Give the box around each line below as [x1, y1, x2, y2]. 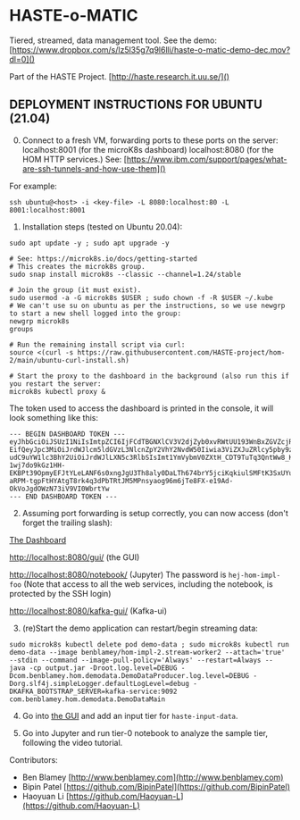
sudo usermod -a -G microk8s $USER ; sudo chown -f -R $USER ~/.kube [9, 293, 274, 302]
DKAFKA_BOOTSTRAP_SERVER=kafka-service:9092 [9, 687, 178, 696]
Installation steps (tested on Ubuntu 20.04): [21, 221, 183, 232]
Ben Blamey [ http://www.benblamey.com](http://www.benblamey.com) [21, 772, 284, 782]
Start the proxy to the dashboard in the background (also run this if [17, 372, 290, 381]
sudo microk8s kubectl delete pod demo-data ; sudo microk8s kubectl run [9, 640, 290, 648]
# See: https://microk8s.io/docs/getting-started [9, 254, 198, 264]
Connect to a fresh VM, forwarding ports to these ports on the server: [21, 135, 279, 146]
